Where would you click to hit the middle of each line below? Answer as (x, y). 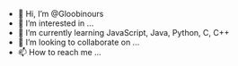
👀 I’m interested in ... (56, 23)
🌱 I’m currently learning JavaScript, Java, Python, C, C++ (123, 33)
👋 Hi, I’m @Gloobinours (61, 14)
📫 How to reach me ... (59, 52)
